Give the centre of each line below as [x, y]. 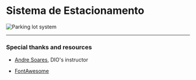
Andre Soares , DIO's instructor [51, 60]
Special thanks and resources [49, 47]
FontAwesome [32, 71]
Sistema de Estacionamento [75, 11]
